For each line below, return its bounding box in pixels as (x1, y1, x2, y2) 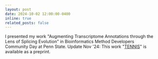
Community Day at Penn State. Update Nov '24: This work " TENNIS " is (5, 44, 147, 49)
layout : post (5, 7, 32, 12)
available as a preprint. (5, 49, 51, 55)
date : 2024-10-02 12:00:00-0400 (5, 12, 70, 16)
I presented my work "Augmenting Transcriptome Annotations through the (5, 34, 154, 39)
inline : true (5, 16, 32, 21)
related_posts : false (5, 20, 49, 25)
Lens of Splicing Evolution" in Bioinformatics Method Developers (5, 39, 135, 45)
